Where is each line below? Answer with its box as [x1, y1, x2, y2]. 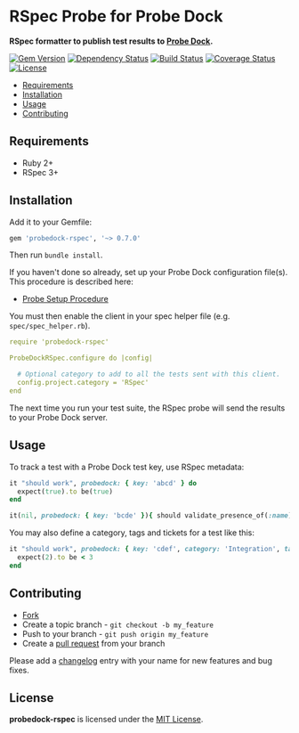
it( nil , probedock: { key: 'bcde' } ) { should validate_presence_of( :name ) [9, 511, 293, 520]
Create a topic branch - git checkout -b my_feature [21, 619, 214, 630]
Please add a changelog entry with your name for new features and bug [9, 655, 273, 665]
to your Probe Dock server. [9, 411, 109, 422]
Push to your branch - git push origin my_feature [21, 628, 209, 639]
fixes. [9, 664, 29, 675]
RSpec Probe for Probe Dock [9, 6, 224, 27]
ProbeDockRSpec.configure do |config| [9, 354, 153, 362]
